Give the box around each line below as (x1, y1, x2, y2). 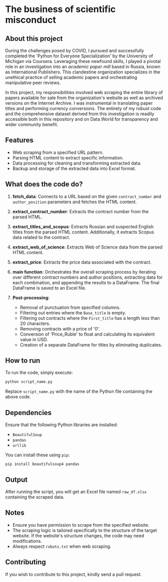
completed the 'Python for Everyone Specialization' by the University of (5, 53, 153, 59)
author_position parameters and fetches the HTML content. (12, 199, 137, 205)
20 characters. (20, 320, 51, 326)
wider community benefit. (5, 122, 59, 127)
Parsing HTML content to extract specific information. (12, 154, 124, 160)
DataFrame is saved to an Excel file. (12, 285, 86, 291)
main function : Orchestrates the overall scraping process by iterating (12, 269, 156, 275)
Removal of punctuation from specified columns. (20, 304, 121, 310)
